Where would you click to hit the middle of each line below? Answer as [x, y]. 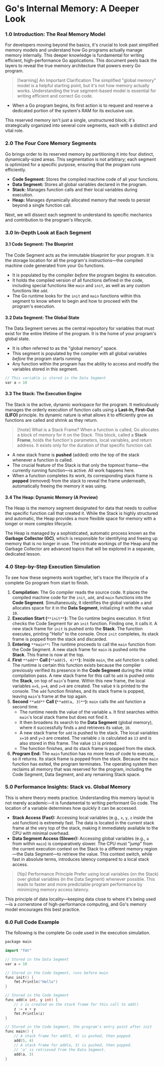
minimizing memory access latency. [53, 889]
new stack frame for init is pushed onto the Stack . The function [77, 629]
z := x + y [25, 1009]
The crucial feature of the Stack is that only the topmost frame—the [80, 465]
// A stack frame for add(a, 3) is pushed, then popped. [73, 1045]
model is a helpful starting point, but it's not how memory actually [83, 86]
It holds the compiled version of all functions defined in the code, [78, 280]
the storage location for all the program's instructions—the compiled [74, 260]
